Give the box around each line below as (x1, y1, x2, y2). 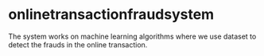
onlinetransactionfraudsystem (8, 6, 215, 24)
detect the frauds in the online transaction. (8, 39, 148, 49)
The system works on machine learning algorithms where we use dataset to (8, 32, 257, 41)
